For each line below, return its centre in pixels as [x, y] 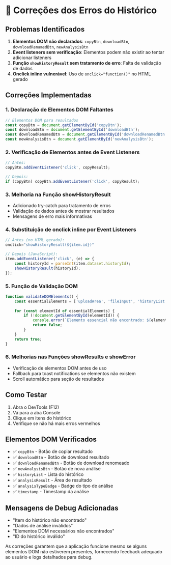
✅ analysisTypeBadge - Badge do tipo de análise [63, 486]
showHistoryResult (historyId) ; [48, 268]
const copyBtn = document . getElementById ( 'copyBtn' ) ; [64, 125]
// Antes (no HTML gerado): [35, 240]
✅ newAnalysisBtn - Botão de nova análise [56, 469]
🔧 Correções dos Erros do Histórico [81, 10]
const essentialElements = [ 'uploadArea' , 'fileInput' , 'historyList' [91, 301]
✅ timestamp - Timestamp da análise [51, 492]
